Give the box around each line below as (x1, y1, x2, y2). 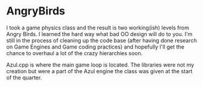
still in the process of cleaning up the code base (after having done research (6, 37, 197, 44)
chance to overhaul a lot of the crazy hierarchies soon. (6, 49, 143, 56)
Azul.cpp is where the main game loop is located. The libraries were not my (6, 61, 195, 68)
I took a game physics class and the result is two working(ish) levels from (6, 24, 190, 31)
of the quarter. (6, 74, 42, 81)
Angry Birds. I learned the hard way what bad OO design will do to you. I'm (6, 30, 193, 37)
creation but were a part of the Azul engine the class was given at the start (6, 67, 193, 74)
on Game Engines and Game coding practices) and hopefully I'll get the (6, 43, 185, 50)
